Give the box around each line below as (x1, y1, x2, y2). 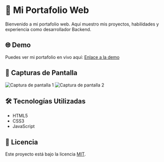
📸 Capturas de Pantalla (5, 68, 77, 77)
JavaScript (12, 123, 35, 129)
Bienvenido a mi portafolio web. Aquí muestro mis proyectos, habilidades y (5, 21, 159, 27)
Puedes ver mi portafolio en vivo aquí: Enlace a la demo (5, 54, 120, 60)
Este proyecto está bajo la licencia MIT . (5, 151, 86, 157)
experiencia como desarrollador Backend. (5, 26, 91, 32)
